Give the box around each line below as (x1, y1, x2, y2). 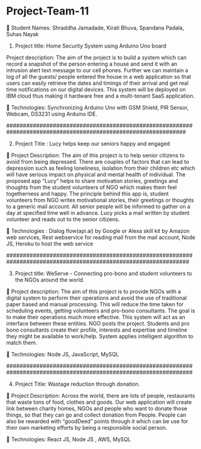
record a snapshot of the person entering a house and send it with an (6, 60, 178, 67)
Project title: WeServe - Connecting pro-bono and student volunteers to (14, 270, 192, 277)
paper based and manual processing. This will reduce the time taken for (6, 300, 184, 308)
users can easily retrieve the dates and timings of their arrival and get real (6, 79, 189, 87)
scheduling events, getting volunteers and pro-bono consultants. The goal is (6, 307, 196, 314)
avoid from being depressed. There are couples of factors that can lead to (6, 158, 190, 165)
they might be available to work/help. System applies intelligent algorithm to (6, 332, 194, 339)
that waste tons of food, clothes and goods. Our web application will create (6, 398, 192, 406)
